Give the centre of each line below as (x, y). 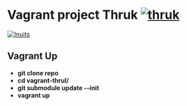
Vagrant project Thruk (73, 15)
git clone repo (38, 73)
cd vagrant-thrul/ (43, 80)
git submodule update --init (58, 88)
